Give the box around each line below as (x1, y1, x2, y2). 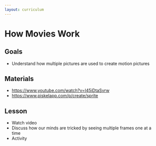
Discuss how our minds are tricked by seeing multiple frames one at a (11, 125, 152, 131)
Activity (11, 135, 27, 142)
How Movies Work (4, 28, 80, 39)
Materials (4, 75, 34, 83)
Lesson (4, 107, 27, 115)
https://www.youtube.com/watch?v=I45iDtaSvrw (11, 87, 110, 93)
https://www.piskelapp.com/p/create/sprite (11, 93, 98, 99)
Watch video (11, 120, 37, 126)
